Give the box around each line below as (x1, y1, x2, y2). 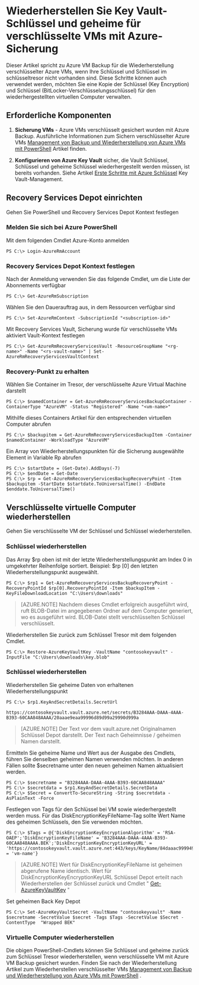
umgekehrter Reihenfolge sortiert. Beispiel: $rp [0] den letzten (6, 562, 158, 569)
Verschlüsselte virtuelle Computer (6, 502, 136, 512)
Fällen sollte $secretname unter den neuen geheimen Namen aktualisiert (6, 762, 184, 769)
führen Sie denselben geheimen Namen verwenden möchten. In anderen (6, 755, 184, 762)
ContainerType (6, 404, 41, 410)
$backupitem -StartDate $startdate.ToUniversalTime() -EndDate (6, 481, 166, 487)
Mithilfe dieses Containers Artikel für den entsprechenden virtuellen (6, 414, 172, 422)
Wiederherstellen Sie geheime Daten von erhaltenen (6, 681, 134, 688)
